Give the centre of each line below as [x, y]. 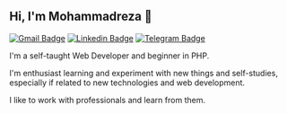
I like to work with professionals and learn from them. [108, 100]
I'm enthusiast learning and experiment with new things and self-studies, [143, 73]
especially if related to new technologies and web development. [127, 83]
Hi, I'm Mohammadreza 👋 [81, 17]
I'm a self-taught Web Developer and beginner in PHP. [109, 56]
